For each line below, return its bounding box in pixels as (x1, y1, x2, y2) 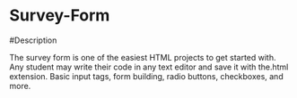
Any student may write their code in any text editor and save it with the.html (9, 61, 289, 72)
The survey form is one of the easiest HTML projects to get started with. (9, 52, 276, 62)
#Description (9, 35, 57, 45)
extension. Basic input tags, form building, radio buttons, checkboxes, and (9, 70, 284, 81)
